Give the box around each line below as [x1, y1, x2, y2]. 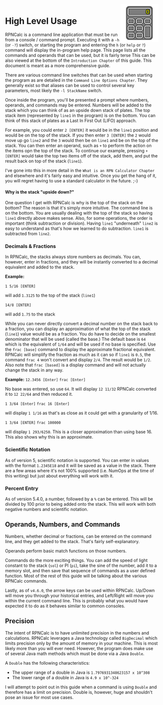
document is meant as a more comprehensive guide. [5, 62, 110, 69]
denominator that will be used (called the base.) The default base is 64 [5, 336, 146, 342]
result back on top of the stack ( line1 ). [5, 158, 83, 164]
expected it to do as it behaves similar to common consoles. [5, 603, 126, 609]
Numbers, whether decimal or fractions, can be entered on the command [5, 533, 152, 539]
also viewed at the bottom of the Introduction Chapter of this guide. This [5, 57, 152, 63]
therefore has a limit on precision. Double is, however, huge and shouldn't [5, 689, 153, 695]
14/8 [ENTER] [5, 303, 32, 308]
